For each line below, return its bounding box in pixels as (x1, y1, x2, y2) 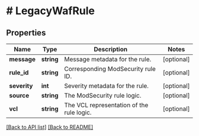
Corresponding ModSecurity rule (64, 65, 156, 73)
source (9, 92, 30, 99)
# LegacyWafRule (6, 4, 95, 18)
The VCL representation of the (64, 101, 149, 109)
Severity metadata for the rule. (64, 82, 149, 90)
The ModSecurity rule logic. (64, 92, 142, 99)
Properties (6, 28, 46, 38)
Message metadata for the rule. (64, 55, 152, 63)
